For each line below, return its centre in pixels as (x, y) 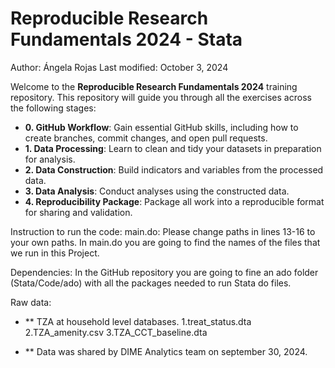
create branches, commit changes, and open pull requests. (146, 138)
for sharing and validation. (78, 212)
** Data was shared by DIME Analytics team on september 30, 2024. (166, 351)
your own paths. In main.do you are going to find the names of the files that (165, 242)
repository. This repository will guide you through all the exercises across (161, 97)
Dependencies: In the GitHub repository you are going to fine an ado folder (164, 272)
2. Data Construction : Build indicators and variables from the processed (174, 169)
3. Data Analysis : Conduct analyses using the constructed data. (157, 191)
